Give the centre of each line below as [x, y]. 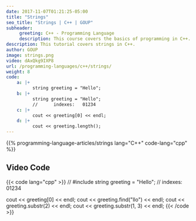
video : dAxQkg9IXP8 [30, 61]
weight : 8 [18, 72]
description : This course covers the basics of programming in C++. [105, 39]
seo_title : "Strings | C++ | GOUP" [50, 22]
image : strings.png [30, 55]
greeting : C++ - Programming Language [67, 34]
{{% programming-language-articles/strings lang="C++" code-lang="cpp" [97, 143]
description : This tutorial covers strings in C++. [71, 45]
